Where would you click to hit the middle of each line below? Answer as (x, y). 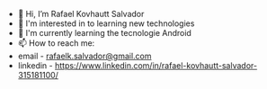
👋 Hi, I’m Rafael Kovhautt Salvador (81, 14)
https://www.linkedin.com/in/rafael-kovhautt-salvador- (156, 66)
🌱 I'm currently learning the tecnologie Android (104, 33)
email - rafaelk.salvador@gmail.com (85, 56)
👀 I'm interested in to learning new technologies (106, 23)
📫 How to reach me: (56, 43)
